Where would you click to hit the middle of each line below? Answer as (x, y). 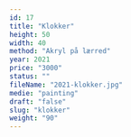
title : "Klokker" (42, 26)
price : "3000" (36, 68)
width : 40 (28, 43)
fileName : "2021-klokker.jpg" (66, 85)
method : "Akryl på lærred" (60, 51)
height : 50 (30, 34)
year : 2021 (30, 59)
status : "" (30, 77)
